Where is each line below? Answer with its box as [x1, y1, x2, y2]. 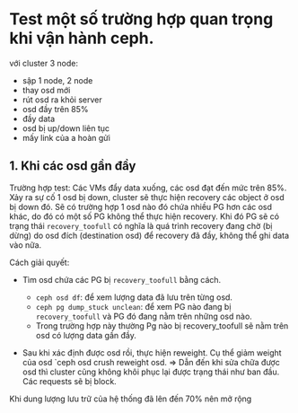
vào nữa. [9, 239, 42, 250]
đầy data [22, 113, 56, 124]
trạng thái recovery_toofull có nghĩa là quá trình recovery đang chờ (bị [9, 220, 273, 231]
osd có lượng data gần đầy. [35, 330, 137, 340]
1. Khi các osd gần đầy [9, 158, 136, 174]
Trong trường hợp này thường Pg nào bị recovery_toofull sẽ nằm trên [35, 320, 289, 331]
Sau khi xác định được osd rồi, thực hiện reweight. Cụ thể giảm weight [22, 347, 282, 358]
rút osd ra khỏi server [22, 94, 102, 105]
